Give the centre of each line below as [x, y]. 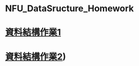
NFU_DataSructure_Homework [69, 9]
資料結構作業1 [33, 33]
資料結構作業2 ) [36, 56]
